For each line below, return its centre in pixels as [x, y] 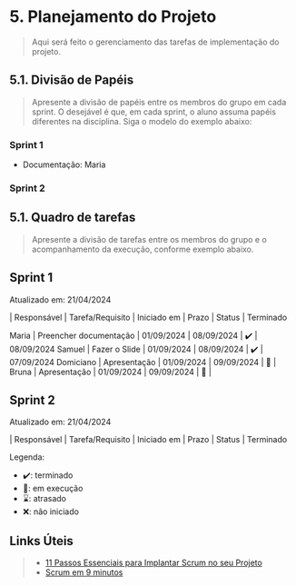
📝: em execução [53, 489]
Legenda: [27, 457]
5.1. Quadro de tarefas [73, 218]
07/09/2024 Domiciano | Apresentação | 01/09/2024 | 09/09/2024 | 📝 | [143, 362]
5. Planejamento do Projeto [113, 17]
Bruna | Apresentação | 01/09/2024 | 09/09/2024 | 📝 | [110, 372]
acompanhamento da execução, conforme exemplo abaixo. [143, 249]
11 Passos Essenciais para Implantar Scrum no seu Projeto [154, 563]
